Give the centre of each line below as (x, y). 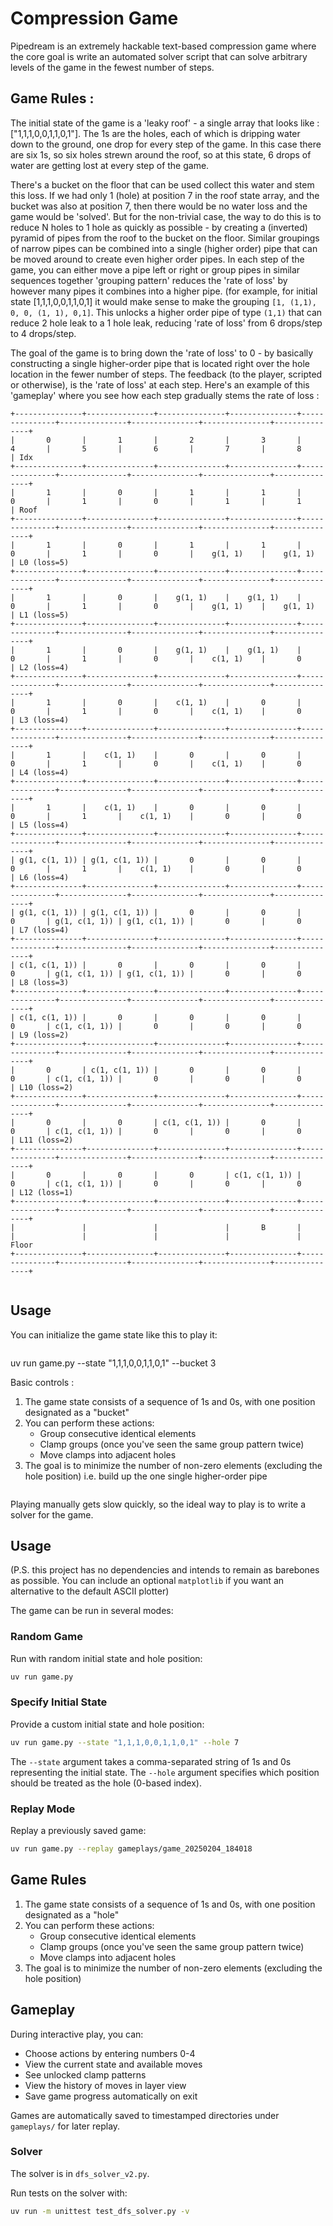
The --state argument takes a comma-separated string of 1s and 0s (151, 1761)
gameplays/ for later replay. (65, 2126)
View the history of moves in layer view (105, 2085)
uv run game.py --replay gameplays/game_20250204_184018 (131, 1849)
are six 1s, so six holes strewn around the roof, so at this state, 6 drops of (161, 154)
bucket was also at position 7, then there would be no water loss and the (159, 206)
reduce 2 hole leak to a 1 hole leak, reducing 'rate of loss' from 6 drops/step (166, 323)
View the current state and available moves (113, 2064)
